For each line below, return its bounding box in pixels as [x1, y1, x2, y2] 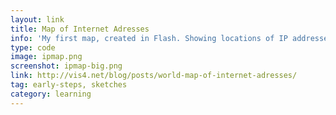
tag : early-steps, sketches [10, 80, 128, 90]
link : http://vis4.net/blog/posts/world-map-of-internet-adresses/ [10, 71, 298, 81]
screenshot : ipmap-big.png [10, 61, 123, 71]
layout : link [10, 14, 65, 25]
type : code [10, 42, 56, 53]
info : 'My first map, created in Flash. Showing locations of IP [10, 33, 288, 43]
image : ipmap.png [10, 52, 83, 62]
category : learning [10, 89, 92, 99]
